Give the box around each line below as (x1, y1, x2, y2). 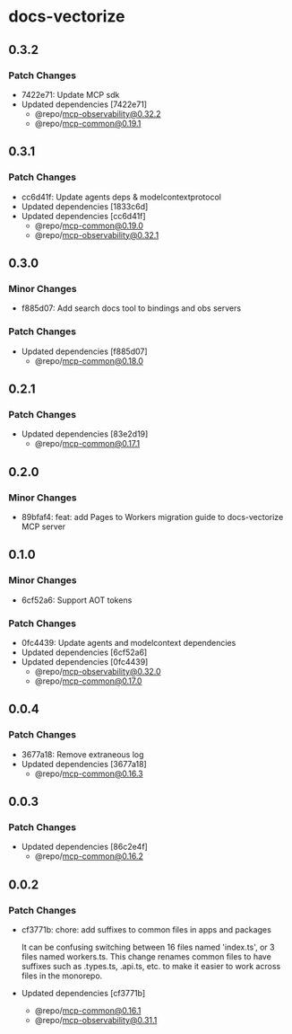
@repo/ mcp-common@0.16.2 (34, 851, 144, 862)
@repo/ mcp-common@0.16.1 (34, 1004, 142, 1016)
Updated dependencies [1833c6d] (21, 200, 149, 212)
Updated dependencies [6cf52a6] (21, 647, 148, 658)
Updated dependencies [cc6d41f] (21, 210, 146, 221)
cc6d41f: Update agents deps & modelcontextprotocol (21, 191, 221, 202)
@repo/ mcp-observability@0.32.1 (34, 229, 159, 240)
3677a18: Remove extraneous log (21, 748, 144, 760)
